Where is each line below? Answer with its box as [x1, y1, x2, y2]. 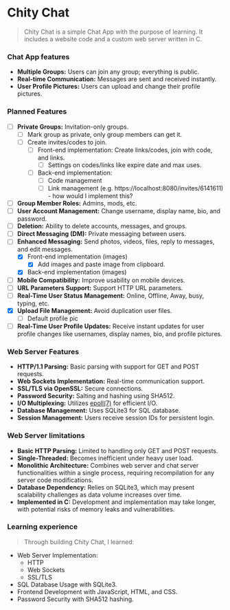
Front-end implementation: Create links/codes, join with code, [37, 146, 213, 154]
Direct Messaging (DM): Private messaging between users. [16, 230, 187, 238]
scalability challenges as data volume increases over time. [16, 490, 182, 499]
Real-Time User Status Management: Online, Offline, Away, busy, [16, 291, 205, 300]
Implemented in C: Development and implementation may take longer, [16, 497, 216, 506]
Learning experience [7, 522, 78, 532]
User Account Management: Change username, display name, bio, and [16, 207, 221, 215]
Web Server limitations [7, 431, 85, 441]
